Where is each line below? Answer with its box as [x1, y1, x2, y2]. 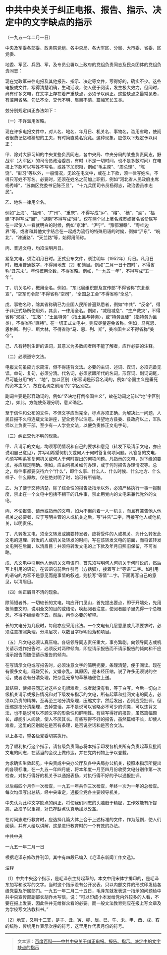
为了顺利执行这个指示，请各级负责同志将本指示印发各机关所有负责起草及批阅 [5, 743, 162, 749]
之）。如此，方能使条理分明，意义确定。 [5, 399, 86, 405]
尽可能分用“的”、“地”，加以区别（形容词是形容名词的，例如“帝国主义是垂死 [5, 376, 158, 382]
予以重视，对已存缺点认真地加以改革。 [22, 806, 101, 812]
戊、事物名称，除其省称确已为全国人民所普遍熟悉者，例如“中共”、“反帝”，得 [5, 301, 161, 307]
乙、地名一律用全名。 [5, 199, 49, 205]
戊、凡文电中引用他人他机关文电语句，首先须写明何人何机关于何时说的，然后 [5, 560, 162, 566]
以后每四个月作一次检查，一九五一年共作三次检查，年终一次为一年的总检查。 [5, 783, 162, 789]
